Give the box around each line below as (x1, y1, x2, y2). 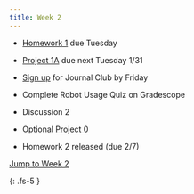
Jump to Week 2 (9, 158, 69, 169)
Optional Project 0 (21, 124, 89, 134)
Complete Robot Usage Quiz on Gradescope (21, 89, 185, 100)
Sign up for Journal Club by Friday (21, 72, 149, 83)
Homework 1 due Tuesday (21, 37, 117, 48)
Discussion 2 (21, 106, 70, 117)
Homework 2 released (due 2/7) (21, 141, 140, 151)
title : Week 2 (9, 12, 62, 22)
